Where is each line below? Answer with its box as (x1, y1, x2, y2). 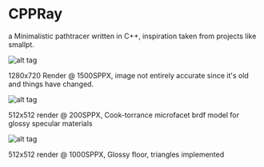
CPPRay (8, 5, 62, 23)
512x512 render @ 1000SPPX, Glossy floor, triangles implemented (8, 149, 225, 159)
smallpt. (8, 39, 34, 49)
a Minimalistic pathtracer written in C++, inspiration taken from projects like (8, 31, 257, 41)
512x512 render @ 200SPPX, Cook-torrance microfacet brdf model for (8, 109, 240, 120)
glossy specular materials (8, 118, 93, 128)
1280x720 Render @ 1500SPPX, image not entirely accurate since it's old (8, 70, 250, 80)
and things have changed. (8, 79, 94, 89)
